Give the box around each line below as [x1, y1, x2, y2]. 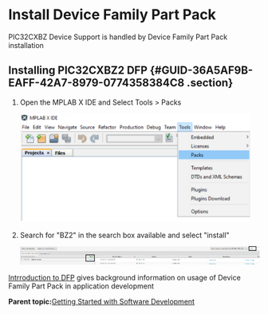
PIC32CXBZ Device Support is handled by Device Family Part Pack [8, 32, 228, 42]
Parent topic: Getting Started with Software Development [8, 297, 195, 307]
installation [8, 40, 44, 50]
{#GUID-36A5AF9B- [149, 64, 254, 78]
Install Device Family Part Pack [8, 6, 217, 24]
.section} [186, 76, 234, 89]
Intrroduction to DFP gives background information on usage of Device [8, 273, 241, 283]
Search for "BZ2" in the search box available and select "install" [19, 230, 230, 240]
